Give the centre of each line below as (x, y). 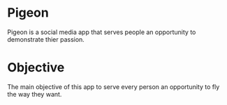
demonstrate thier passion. (46, 39)
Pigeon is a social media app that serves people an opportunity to (102, 32)
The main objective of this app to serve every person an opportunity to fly (113, 87)
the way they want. (35, 94)
